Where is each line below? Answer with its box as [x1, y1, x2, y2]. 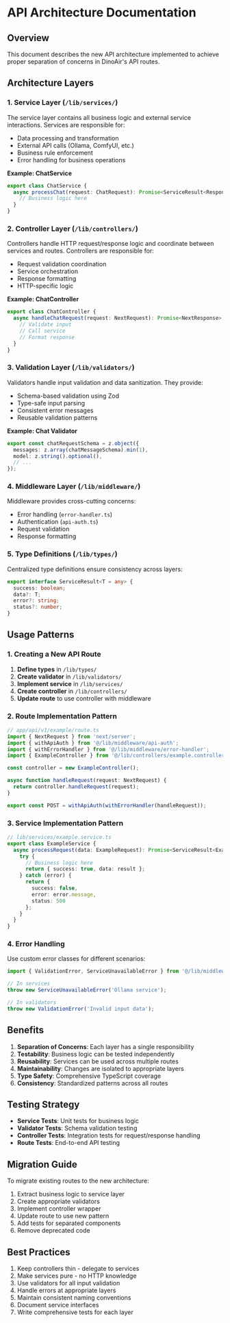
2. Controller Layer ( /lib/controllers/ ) [7, 224, 138, 234]
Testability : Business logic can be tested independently [16, 1050, 175, 1058]
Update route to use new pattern [16, 1212, 110, 1220]
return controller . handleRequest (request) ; [13, 783, 139, 790]
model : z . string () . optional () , [13, 453, 103, 459]
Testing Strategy [7, 1099, 80, 1111]
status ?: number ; [13, 604, 63, 611]
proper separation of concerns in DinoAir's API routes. [7, 58, 160, 66]
